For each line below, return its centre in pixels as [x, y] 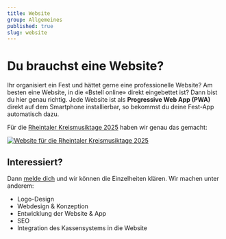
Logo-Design [36, 199]
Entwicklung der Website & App [62, 213]
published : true [30, 26]
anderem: [21, 186]
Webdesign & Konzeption [53, 206]
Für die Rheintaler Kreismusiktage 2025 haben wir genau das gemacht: [107, 128]
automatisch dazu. [33, 114]
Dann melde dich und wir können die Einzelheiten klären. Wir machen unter [113, 179]
